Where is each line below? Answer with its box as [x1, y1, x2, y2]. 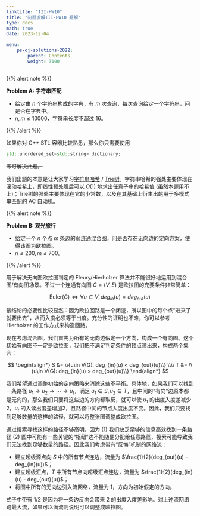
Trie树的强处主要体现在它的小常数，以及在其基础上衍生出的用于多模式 [18, 190, 190, 197]
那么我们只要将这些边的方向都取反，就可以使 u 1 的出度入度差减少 [32, 396, 192, 404]
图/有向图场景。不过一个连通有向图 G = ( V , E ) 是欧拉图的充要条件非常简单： [6, 281, 192, 288]
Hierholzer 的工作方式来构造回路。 [6, 322, 91, 329]
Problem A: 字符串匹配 [6, 87, 62, 94]
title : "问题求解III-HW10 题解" [6, 14, 82, 20]
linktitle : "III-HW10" [6, 8, 62, 15]
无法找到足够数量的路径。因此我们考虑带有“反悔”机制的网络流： [11, 440, 168, 448]
